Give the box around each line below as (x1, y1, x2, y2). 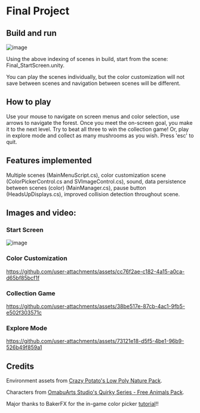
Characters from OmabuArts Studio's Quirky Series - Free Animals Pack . (6, 388, 184, 396)
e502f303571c (6, 309, 42, 316)
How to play (6, 97, 51, 107)
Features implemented (6, 155, 92, 166)
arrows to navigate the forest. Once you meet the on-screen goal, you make (6, 119, 193, 126)
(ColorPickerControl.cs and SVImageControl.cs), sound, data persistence (6, 178, 186, 185)
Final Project (6, 4, 70, 18)
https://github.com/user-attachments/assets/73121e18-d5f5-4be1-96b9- (6, 338, 184, 345)
